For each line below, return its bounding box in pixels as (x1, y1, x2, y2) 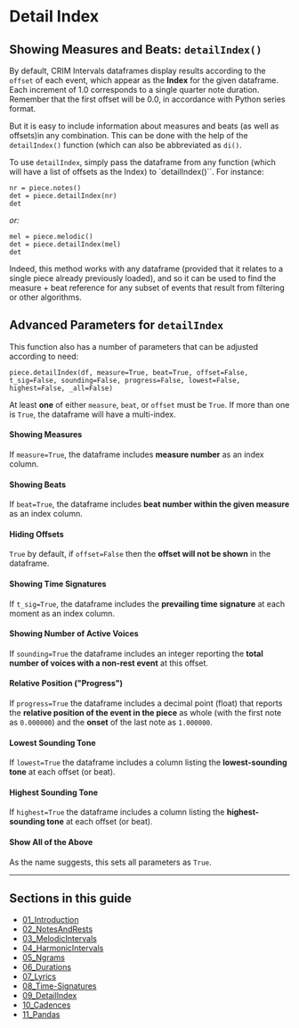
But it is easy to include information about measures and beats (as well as (9, 120, 279, 131)
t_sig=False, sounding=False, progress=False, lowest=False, (9, 376, 241, 385)
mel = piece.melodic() (9, 232, 93, 241)
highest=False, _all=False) (9, 384, 114, 393)
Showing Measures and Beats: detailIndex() (9, 42, 263, 57)
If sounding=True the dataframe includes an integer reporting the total (9, 648, 264, 659)
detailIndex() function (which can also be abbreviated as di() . (9, 140, 242, 150)
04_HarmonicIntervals (21, 943, 104, 954)
